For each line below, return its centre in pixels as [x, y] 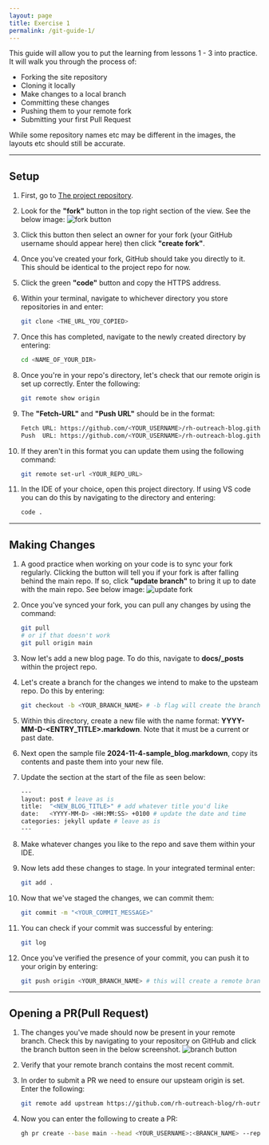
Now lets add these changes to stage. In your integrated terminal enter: [138, 868]
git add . [37, 883]
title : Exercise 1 [40, 23]
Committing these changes [65, 103]
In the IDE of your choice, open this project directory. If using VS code [136, 489]
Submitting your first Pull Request [75, 120]
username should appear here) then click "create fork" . [113, 244]
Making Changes [52, 545]
